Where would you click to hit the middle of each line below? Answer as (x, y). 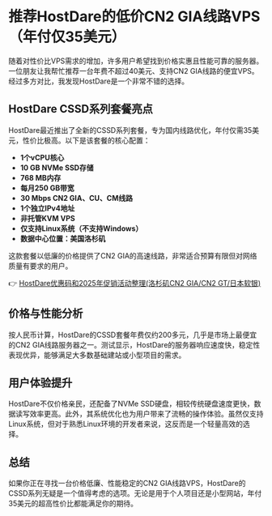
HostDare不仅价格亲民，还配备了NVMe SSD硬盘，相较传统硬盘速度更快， (131, 404)
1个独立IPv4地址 (47, 208)
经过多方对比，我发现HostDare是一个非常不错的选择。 (98, 81)
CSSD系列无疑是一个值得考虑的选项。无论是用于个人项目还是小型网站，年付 (135, 493)
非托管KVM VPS (47, 218)
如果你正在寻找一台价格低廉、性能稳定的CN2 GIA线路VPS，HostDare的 (127, 484)
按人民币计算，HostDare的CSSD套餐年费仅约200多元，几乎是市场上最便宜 (133, 335)
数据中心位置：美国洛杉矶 (63, 238)
